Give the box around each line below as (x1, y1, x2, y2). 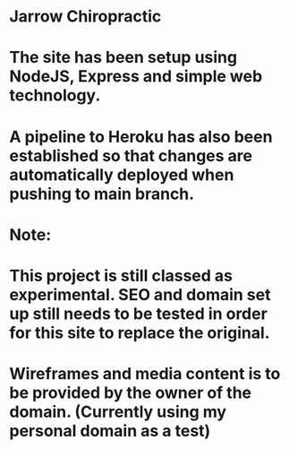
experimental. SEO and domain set (9, 284, 271, 305)
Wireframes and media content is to (9, 364, 281, 384)
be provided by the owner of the (9, 383, 252, 403)
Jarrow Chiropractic (9, 6, 162, 27)
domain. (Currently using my (9, 402, 226, 422)
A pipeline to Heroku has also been (9, 126, 273, 147)
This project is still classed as (9, 265, 233, 286)
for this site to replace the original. (9, 323, 270, 342)
